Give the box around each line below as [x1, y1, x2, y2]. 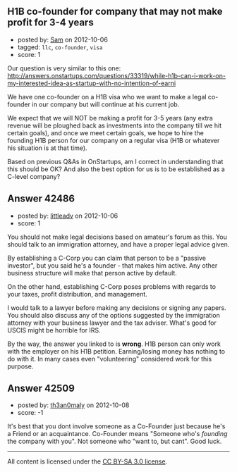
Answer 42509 [7, 383, 75, 395]
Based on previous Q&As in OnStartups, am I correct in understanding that [7, 157, 224, 166]
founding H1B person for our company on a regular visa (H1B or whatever [7, 136, 220, 144]
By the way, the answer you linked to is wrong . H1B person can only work [7, 340, 221, 348]
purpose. [7, 362, 34, 371]
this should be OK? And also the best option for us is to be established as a [7, 165, 226, 173]
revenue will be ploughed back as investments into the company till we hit [7, 121, 222, 130]
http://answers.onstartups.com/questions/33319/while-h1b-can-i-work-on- [7, 71, 226, 80]
